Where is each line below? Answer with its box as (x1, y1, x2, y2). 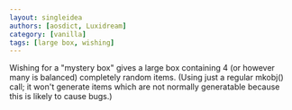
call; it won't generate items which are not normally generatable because (9, 81, 280, 92)
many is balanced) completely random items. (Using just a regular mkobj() (9, 72, 284, 83)
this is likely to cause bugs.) (9, 91, 113, 102)
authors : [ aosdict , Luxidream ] (9, 21, 127, 30)
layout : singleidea (9, 13, 83, 22)
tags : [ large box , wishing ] (9, 38, 115, 47)
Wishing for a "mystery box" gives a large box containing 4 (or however (9, 63, 275, 73)
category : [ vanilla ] (9, 30, 87, 38)
